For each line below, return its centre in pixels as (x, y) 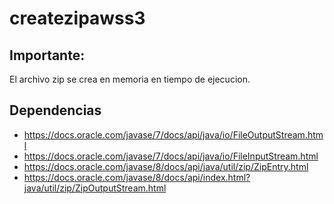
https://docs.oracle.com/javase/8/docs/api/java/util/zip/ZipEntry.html (166, 166)
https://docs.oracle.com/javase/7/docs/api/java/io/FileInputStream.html (171, 156)
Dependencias (55, 110)
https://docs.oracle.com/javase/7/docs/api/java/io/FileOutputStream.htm (173, 134)
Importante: (47, 55)
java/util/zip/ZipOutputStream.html (95, 188)
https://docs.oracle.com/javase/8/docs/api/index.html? (137, 177)
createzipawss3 (77, 18)
